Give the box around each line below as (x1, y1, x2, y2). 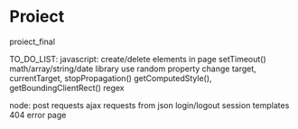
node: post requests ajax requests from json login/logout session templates (9, 99, 290, 110)
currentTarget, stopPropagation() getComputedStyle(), (9, 72, 212, 83)
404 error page (9, 109, 67, 120)
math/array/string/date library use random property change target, (9, 63, 257, 74)
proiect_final (9, 36, 56, 47)
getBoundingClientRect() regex (9, 82, 125, 93)
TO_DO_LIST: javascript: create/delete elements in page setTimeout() (9, 53, 266, 64)
